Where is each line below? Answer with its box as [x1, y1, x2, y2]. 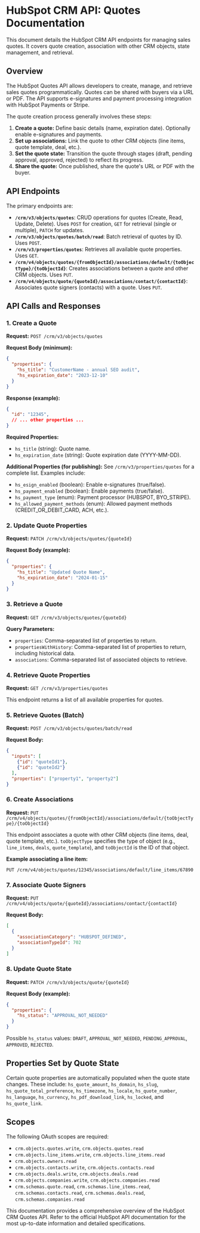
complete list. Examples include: [6, 469, 85, 476]
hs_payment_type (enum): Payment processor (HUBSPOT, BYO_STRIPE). [14, 494, 191, 500]
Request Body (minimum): [6, 344, 73, 351]
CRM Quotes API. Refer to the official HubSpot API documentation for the [6, 1213, 186, 1220]
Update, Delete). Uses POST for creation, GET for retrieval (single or [14, 220, 177, 227]
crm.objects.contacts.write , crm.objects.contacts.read [14, 1164, 155, 1171]
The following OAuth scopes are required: [6, 1132, 109, 1140]
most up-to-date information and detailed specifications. [6, 1219, 146, 1227]
